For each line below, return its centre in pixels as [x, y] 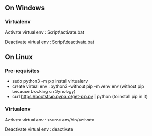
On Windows [25, 8]
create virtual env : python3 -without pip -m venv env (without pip [78, 86]
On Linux [19, 57]
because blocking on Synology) [44, 91]
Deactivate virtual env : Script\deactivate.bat [50, 42]
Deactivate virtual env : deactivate [39, 129]
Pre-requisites [22, 71]
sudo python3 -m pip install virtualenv [50, 81]
